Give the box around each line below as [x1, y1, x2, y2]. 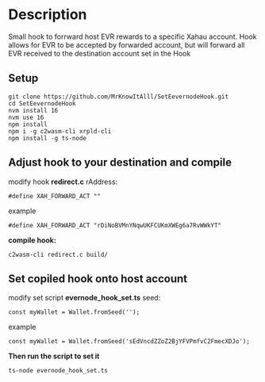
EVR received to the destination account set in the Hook [8, 48, 191, 58]
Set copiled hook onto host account [8, 272, 188, 285]
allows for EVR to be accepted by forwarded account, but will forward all [8, 40, 245, 49]
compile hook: [8, 235, 57, 245]
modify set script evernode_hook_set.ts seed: [8, 293, 161, 303]
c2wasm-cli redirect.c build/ [8, 250, 109, 258]
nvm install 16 [8, 106, 59, 114]
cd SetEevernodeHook [8, 99, 77, 108]
